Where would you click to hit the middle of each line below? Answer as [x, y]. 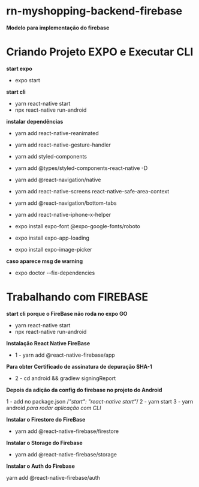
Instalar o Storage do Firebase [44, 443]
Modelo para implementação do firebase [58, 28]
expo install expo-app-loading [52, 238]
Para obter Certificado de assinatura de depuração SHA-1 [79, 366]
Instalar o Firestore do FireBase [46, 419]
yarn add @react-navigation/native [58, 180]
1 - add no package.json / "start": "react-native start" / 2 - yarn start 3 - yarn [100, 401]
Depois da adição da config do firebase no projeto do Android [84, 390]
